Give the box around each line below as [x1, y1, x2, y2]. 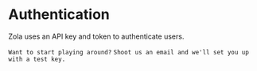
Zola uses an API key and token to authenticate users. [8, 32, 185, 41]
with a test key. [8, 55, 66, 63]
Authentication [8, 6, 110, 24]
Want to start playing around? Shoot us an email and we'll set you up [8, 48, 249, 56]
